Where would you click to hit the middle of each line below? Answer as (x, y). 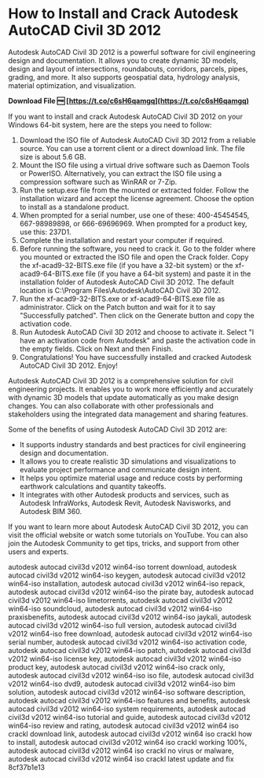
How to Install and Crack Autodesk (123, 14)
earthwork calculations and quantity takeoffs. (93, 486)
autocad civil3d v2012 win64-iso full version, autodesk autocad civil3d (123, 625)
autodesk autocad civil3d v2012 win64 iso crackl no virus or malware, (121, 750)
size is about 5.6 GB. (53, 156)
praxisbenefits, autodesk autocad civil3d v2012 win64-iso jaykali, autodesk (130, 617)
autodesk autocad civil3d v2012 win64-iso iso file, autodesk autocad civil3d (131, 675)
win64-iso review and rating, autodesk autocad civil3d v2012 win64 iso (124, 725)
